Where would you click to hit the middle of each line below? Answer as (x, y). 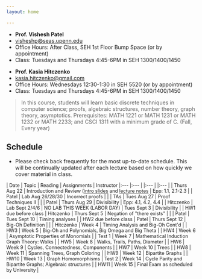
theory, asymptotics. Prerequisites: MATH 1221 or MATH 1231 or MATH (108, 115)
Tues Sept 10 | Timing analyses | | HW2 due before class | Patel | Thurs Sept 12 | (96, 220)
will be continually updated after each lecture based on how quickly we (103, 168)
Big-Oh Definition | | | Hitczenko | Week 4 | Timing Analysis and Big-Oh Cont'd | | (97, 225)
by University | (23, 270)
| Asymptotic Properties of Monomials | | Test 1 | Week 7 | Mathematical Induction (97, 237)
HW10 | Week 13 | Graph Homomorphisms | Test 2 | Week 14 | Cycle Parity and (94, 259)
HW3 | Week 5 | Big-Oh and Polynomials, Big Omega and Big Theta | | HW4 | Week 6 (101, 230)
